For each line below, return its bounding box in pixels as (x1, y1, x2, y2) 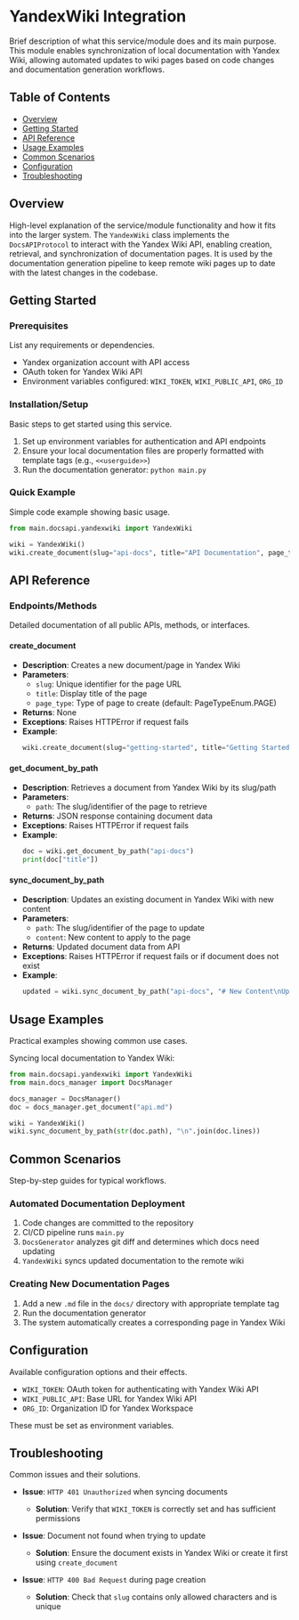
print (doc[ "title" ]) (21, 855, 99, 865)
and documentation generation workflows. (9, 64, 165, 75)
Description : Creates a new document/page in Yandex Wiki (21, 660, 240, 671)
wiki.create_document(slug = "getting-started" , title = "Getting (21, 744, 258, 753)
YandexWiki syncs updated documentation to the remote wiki (21, 1256, 245, 1266)
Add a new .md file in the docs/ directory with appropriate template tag (21, 1298, 280, 1308)
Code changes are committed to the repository (21, 1217, 194, 1228)
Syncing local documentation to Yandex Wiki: (9, 1053, 175, 1063)
